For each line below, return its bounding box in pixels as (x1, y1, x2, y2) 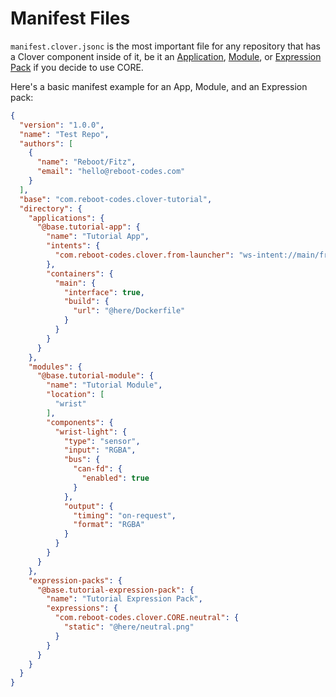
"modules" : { (28, 362, 83, 372)
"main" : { (54, 278, 97, 288)
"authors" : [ (19, 138, 74, 149)
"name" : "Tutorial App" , (46, 232, 150, 242)
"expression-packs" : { (28, 575, 123, 586)
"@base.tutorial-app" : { (36, 222, 141, 232)
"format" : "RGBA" (73, 520, 145, 530)
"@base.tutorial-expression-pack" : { (36, 585, 195, 595)
